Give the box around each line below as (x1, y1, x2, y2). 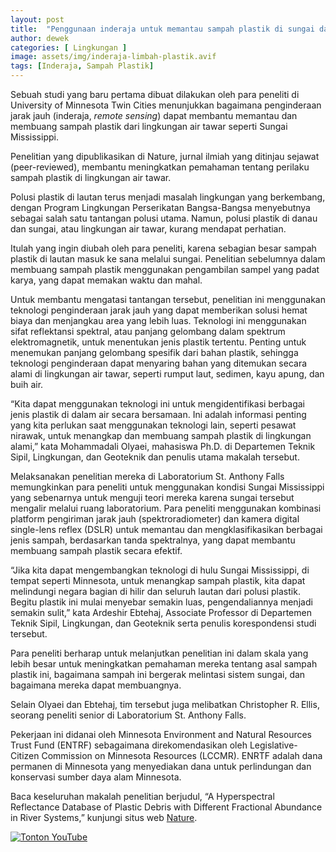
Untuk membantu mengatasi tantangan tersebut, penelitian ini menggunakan (10, 294, 326, 305)
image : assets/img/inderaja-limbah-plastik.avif (10, 52, 217, 62)
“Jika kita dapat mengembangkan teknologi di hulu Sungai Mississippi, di (10, 564, 310, 576)
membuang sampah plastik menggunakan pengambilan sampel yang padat (10, 264, 320, 275)
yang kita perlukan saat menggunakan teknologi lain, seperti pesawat (10, 419, 297, 431)
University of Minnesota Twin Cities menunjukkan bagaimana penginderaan (10, 99, 322, 111)
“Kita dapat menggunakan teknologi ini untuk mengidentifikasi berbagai (10, 398, 305, 410)
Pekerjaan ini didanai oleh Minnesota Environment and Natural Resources (10, 729, 313, 740)
